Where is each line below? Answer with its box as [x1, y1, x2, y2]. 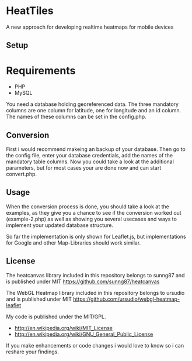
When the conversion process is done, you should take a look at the [6, 203, 169, 210]
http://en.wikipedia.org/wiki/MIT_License [14, 324, 113, 331]
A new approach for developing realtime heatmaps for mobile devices [6, 23, 174, 30]
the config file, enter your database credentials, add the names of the [6, 152, 173, 159]
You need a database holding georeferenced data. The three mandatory [6, 101, 179, 108]
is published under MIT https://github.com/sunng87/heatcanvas [6, 278, 160, 285]
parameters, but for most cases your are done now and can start [6, 164, 162, 171]
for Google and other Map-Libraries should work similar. [6, 239, 141, 246]
